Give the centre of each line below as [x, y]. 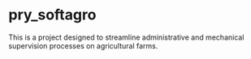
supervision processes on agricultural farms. [83, 45]
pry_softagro [52, 15]
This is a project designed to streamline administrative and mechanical [126, 37]
